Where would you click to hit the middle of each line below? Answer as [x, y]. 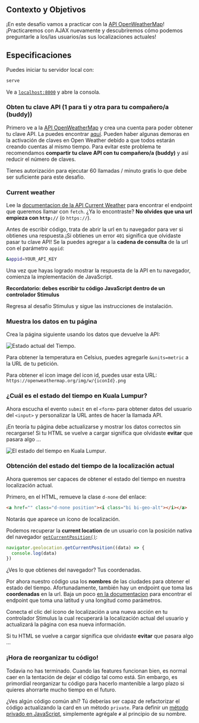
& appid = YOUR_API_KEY [32, 259]
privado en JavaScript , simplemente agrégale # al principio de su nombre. [97, 714]
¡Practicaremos [25, 30]
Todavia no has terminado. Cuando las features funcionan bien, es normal [97, 671]
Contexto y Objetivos [46, 10]
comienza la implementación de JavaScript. [60, 277]
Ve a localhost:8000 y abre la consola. [53, 92]
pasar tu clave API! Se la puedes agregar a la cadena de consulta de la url [97, 242]
